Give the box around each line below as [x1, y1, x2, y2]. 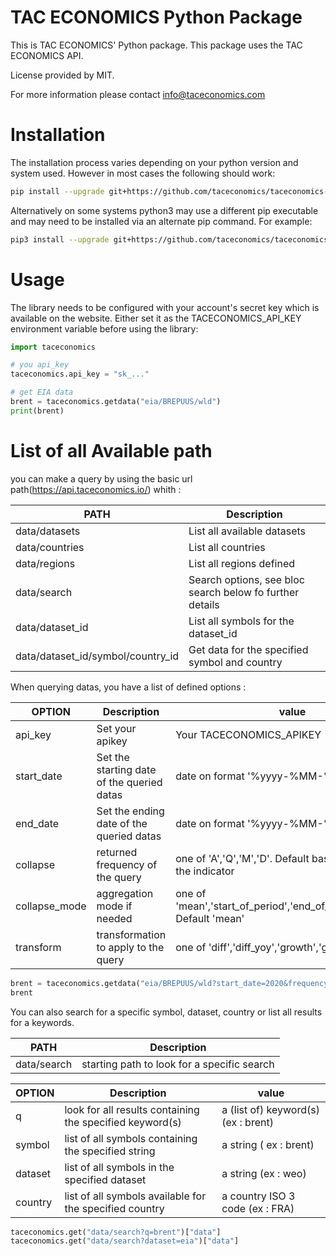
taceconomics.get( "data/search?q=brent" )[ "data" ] [10, 1227, 222, 1237]
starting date [96, 762, 157, 776]
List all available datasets [188, 524, 307, 538]
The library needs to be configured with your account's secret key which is [10, 301, 320, 313]
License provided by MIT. [10, 69, 115, 81]
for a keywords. [10, 1016, 75, 1028]
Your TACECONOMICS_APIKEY [175, 727, 322, 741]
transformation [96, 927, 167, 941]
